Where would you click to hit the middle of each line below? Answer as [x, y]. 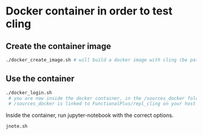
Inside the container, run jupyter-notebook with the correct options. [90, 115]
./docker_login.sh [29, 93]
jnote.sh [17, 127]
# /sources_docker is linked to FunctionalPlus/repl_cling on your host [102, 104]
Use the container [40, 79]
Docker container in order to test [89, 11]
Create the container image [58, 46]
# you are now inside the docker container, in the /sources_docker [97, 98]
